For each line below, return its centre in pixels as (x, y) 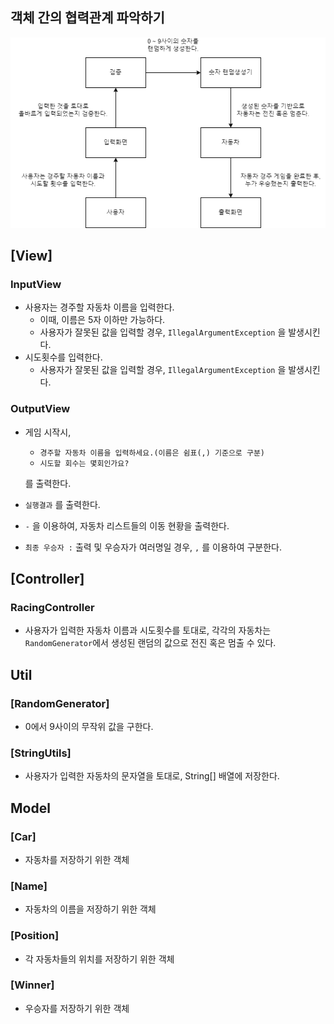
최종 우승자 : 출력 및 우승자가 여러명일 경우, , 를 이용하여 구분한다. (153, 547)
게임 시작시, (48, 432)
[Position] (35, 936)
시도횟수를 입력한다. (63, 357)
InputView (36, 284)
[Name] (29, 886)
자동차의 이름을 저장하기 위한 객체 (90, 909)
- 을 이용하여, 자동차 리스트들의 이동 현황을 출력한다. (127, 525)
